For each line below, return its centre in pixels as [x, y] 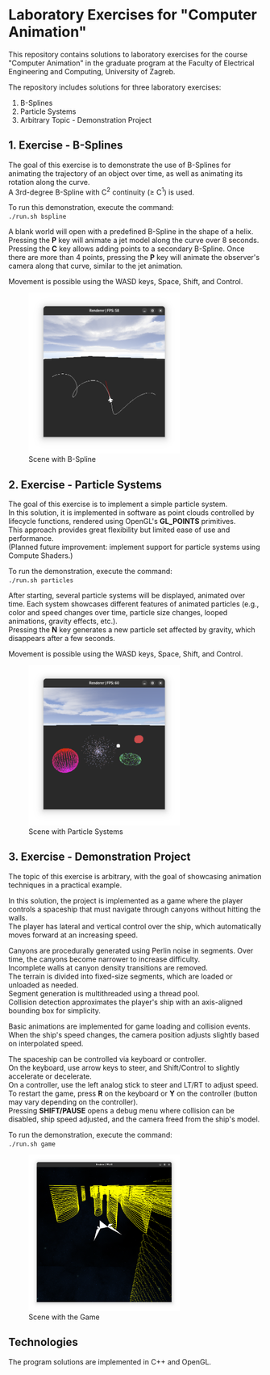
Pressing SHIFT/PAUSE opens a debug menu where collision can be [122, 1110]
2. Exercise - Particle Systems [85, 485]
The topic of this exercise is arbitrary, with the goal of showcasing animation [135, 876]
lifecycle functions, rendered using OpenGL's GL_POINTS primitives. [122, 522]
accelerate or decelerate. [50, 1076]
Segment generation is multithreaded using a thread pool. [104, 993]
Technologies [44, 1342]
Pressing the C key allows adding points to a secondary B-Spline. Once [127, 249]
